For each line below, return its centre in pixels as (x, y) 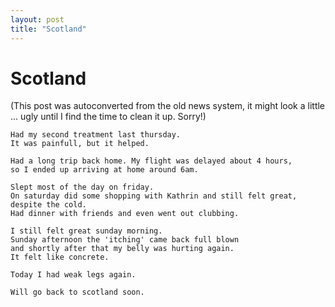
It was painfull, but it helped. (80, 144)
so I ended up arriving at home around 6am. (104, 170)
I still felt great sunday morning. (86, 231)
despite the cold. (48, 205)
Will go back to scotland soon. (77, 292)
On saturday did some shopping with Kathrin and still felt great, (154, 196)
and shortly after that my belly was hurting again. (122, 249)
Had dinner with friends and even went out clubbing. (125, 214)
